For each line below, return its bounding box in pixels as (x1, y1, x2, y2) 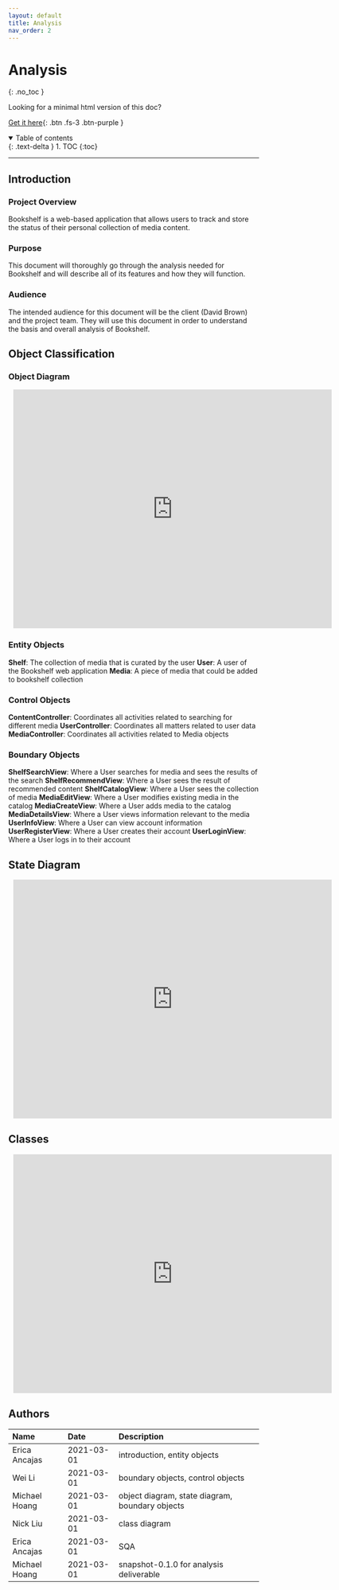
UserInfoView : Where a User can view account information (8, 818, 203, 828)
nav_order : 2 (8, 26, 52, 34)
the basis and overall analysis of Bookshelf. (8, 324, 150, 334)
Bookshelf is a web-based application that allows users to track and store (8, 214, 249, 224)
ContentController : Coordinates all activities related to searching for (8, 712, 233, 721)
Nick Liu (12, 1518, 43, 1529)
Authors (8, 1407, 50, 1421)
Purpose (8, 242, 42, 253)
